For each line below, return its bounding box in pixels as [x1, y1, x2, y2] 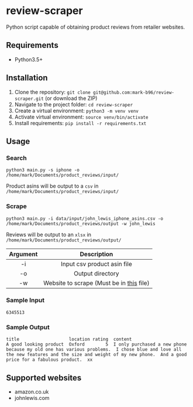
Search [6, 154, 27, 162]
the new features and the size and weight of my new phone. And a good [6, 352, 187, 358]
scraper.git [14, 95, 44, 102]
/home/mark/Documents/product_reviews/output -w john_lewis [6, 220, 156, 226]
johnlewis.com [14, 394, 50, 401]
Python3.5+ [14, 56, 43, 63]
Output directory [74, 269, 119, 277]
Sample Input [6, 296, 45, 305]
